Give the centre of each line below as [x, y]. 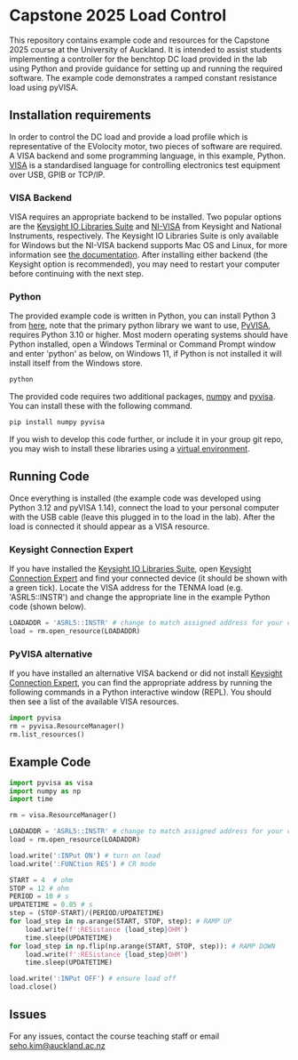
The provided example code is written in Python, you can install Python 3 [143, 316]
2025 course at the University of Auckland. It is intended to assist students [145, 49]
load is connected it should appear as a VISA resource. [110, 526]
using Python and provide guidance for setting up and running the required [146, 68]
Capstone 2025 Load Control [118, 16]
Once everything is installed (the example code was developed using [135, 498]
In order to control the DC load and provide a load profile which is [129, 137]
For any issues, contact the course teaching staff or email [114, 1036]
